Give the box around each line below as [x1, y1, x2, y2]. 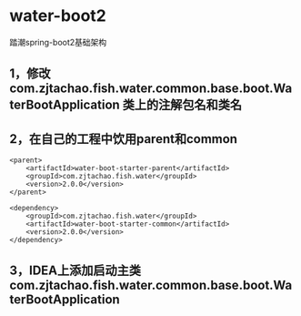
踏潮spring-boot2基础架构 [9, 36, 107, 47]
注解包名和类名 [157, 97, 243, 113]
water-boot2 [9, 5, 107, 26]
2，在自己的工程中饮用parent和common [9, 131, 238, 147]
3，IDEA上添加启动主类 [9, 262, 142, 278]
